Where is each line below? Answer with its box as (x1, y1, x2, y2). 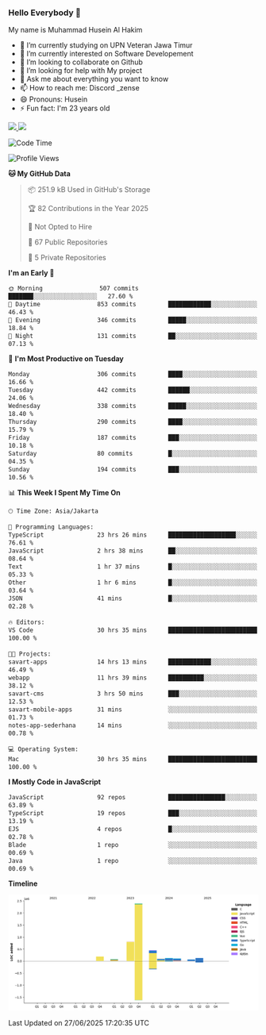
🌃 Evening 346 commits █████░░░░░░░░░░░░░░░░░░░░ (8, 317, 258, 325)
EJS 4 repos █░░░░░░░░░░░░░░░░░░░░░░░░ (8, 825, 258, 833)
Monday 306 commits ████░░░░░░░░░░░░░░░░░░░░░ (8, 371, 258, 379)
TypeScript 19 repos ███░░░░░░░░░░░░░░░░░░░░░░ (8, 810, 258, 818)
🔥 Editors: (8, 618, 45, 626)
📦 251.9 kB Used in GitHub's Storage (27, 185, 151, 194)
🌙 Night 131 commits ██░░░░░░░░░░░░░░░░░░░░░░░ (8, 333, 258, 341)
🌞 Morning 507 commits (8, 285, 139, 293)
